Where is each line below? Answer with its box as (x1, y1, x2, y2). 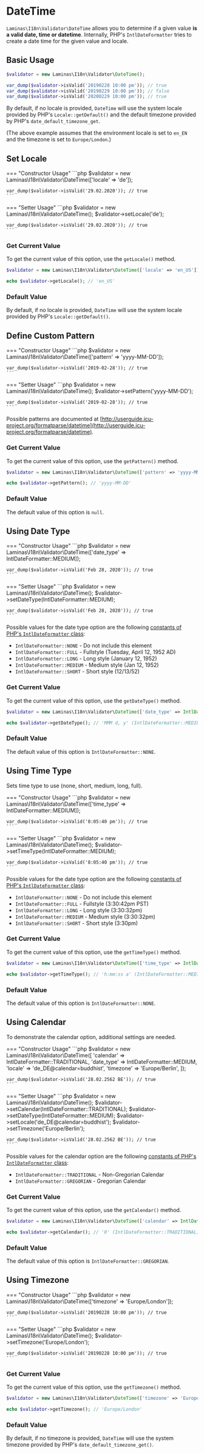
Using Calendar (6, 1017, 67, 1027)
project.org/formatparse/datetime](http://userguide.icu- (6, 422, 146, 429)
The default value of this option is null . (6, 508, 104, 516)
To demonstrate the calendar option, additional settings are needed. (6, 1033, 177, 1040)
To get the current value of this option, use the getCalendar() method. (6, 1206, 182, 1213)
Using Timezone (6, 1275, 70, 1285)
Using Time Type (6, 766, 72, 776)
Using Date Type (6, 526, 70, 536)
